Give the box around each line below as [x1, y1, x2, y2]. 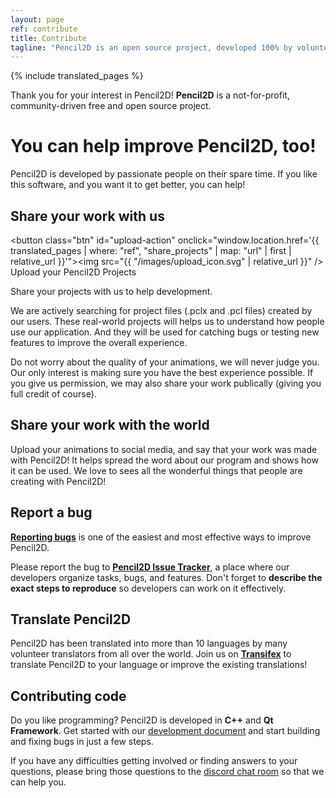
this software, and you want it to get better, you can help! [10, 179, 246, 191]
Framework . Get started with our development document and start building [10, 725, 321, 737]
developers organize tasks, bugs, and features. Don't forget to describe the [10, 571, 323, 583]
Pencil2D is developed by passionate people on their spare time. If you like [10, 168, 318, 180]
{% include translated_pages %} [10, 70, 144, 82]
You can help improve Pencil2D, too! [10, 135, 317, 158]
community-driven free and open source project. [10, 100, 212, 112]
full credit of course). [10, 388, 97, 400]
